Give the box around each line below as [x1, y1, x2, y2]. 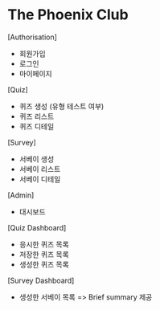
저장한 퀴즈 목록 [18, 249, 69, 259]
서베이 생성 [18, 154, 55, 164]
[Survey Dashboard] [7, 275, 75, 285]
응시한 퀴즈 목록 [18, 239, 69, 249]
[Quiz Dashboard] [7, 222, 67, 232]
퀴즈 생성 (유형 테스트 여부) [18, 101, 105, 111]
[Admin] [7, 190, 35, 200]
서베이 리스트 [18, 164, 61, 173]
